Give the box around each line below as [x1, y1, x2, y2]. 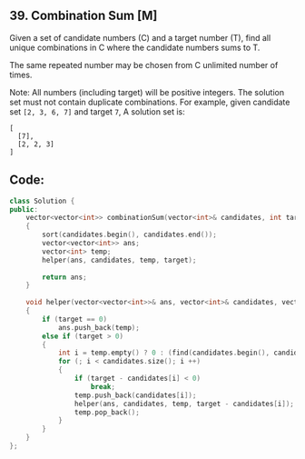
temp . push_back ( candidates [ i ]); [74, 391, 197, 400]
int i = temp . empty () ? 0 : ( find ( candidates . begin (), [57, 348, 271, 358]
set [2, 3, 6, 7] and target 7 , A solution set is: [9, 105, 186, 117]
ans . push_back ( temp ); [57, 323, 141, 332]
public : [9, 205, 39, 214]
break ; [90, 382, 116, 391]
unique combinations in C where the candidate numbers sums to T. [9, 42, 261, 53]
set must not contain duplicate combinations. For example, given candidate [9, 96, 290, 107]
